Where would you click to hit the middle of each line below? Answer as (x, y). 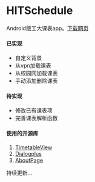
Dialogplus (28, 153)
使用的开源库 (22, 133)
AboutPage (29, 160)
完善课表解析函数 (36, 118)
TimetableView (34, 147)
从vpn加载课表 (33, 66)
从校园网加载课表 (36, 73)
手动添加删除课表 (36, 81)
